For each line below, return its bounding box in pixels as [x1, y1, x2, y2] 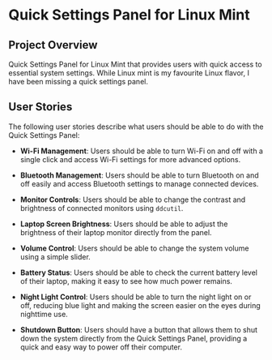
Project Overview [8, 38, 98, 52]
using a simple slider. [19, 251, 91, 261]
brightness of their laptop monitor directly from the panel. [19, 227, 212, 237]
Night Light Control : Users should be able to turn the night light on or [19, 292, 252, 302]
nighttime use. [19, 309, 69, 319]
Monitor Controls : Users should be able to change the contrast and [19, 195, 246, 204]
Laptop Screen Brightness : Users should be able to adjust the [19, 219, 228, 229]
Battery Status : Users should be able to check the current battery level [19, 268, 257, 277]
